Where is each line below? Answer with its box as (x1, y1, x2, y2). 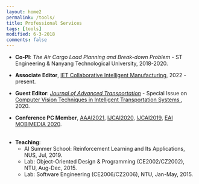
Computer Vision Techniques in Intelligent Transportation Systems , (14, 96, 183, 103)
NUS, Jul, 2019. (24, 151, 63, 159)
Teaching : (14, 139, 41, 145)
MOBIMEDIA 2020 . (14, 121, 62, 127)
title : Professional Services (6, 20, 83, 26)
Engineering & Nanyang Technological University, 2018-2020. (14, 60, 168, 67)
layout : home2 (6, 8, 42, 15)
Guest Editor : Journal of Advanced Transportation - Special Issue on (14, 90, 188, 97)
